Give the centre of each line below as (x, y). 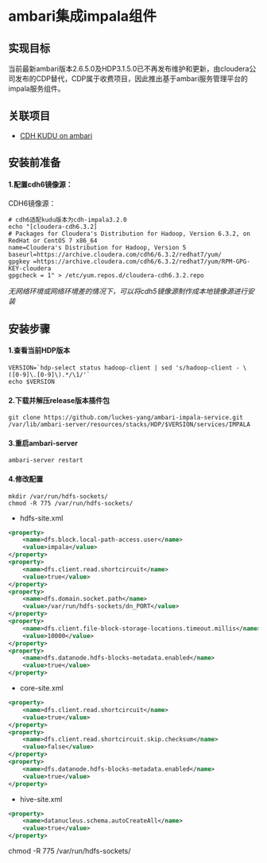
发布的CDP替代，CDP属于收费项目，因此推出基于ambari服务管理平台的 (132, 79)
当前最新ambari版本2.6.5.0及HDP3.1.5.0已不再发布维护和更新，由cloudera (129, 69)
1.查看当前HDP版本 (39, 350)
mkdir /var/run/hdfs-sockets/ (58, 496)
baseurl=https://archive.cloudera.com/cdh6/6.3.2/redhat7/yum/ (115, 255)
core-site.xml (41, 688)
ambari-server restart (46, 461)
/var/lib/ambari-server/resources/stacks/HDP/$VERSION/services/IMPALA (129, 425)
